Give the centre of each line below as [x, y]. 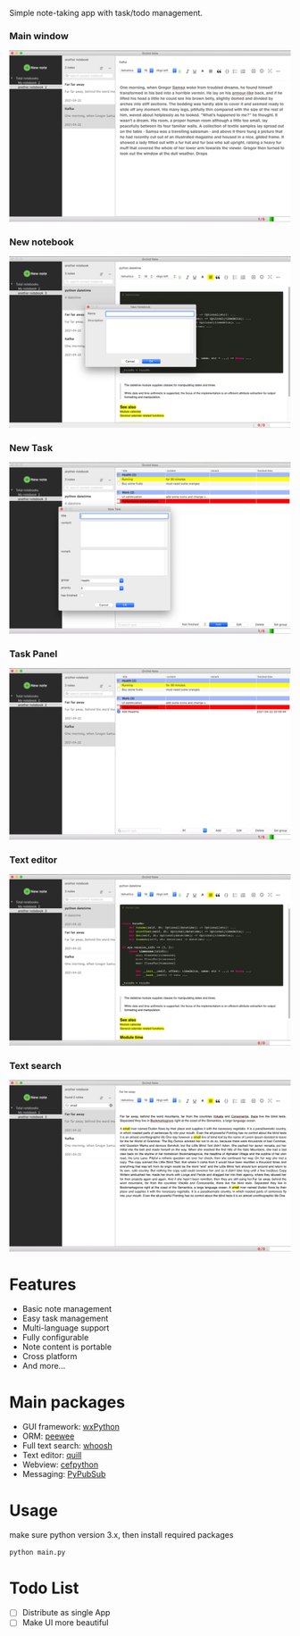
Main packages [67, 1402]
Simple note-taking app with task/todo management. [106, 13]
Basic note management [67, 1309]
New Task [31, 447]
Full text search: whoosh [67, 1446]
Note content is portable [67, 1347]
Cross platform [50, 1356]
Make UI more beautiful [65, 1623]
